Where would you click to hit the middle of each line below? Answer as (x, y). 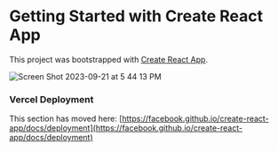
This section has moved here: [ (66, 119)
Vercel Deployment (52, 99)
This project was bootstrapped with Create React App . (109, 59)
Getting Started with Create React (136, 16)
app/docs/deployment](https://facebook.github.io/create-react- (126, 128)
